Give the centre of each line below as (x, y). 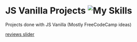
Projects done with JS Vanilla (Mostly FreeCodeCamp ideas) (68, 24)
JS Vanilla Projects (46, 11)
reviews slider (20, 34)
